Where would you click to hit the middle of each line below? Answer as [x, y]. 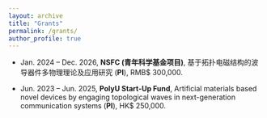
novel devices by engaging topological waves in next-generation [128, 97]
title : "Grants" [36, 23]
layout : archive [36, 16]
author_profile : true [45, 38]
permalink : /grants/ [43, 31]
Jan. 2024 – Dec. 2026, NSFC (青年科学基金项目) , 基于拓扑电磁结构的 [136, 62]
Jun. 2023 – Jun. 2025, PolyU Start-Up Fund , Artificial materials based [138, 89]
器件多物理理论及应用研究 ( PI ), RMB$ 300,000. [105, 73]
